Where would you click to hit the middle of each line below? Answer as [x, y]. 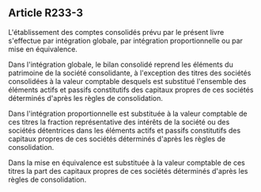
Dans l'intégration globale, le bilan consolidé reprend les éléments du [121, 64]
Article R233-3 [45, 13]
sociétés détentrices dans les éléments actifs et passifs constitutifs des [125, 130]
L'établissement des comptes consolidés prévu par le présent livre [116, 32]
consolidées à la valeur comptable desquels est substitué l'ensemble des [127, 81]
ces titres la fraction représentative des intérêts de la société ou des [119, 121]
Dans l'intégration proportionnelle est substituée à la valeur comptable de [128, 113]
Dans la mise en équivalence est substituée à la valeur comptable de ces [127, 163]
